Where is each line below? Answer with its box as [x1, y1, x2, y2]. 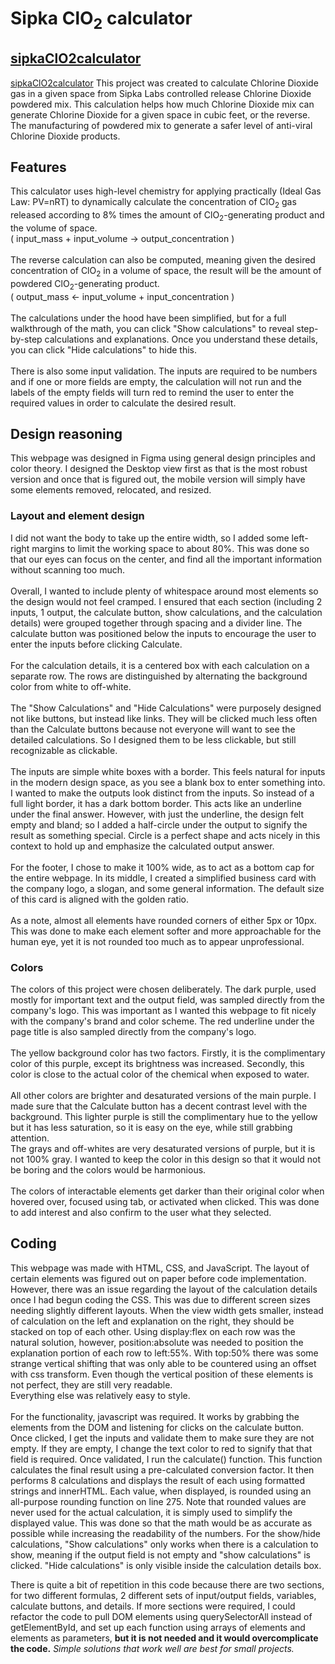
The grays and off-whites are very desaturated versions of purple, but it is [10, 1143, 316, 1154]
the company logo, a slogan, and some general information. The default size [10, 882, 325, 894]
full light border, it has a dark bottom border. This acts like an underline [10, 797, 302, 809]
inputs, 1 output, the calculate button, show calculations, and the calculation [10, 606, 323, 618]
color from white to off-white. [10, 680, 132, 692]
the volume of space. [10, 222, 98, 234]
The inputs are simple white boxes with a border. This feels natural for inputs [10, 765, 326, 777]
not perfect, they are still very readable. [10, 1378, 173, 1391]
